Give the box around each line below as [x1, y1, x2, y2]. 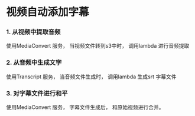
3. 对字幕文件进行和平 [6, 89, 68, 97]
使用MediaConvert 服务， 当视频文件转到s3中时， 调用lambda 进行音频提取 [6, 42, 190, 49]
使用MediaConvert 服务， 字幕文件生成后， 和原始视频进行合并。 [6, 104, 164, 111]
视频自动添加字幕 [6, 5, 90, 19]
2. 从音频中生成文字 [6, 58, 62, 67]
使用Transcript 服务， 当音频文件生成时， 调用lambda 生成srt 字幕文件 [6, 73, 177, 80]
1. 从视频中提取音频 [6, 28, 61, 36]
